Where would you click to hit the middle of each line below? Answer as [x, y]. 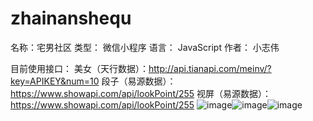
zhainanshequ [71, 18]
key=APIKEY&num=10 [55, 81]
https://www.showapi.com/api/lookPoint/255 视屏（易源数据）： [141, 93]
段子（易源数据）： [139, 81]
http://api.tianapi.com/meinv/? [210, 68]
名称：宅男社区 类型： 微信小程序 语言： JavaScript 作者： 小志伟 [145, 47]
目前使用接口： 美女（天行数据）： [79, 68]
